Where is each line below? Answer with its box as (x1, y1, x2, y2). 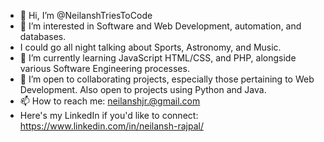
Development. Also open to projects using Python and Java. (19, 84, 267, 95)
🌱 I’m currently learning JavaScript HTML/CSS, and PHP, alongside (19, 52, 297, 64)
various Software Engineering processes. (19, 63, 190, 74)
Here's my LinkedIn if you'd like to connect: (19, 110, 199, 121)
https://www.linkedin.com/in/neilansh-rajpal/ (19, 120, 204, 132)
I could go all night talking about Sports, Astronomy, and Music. (19, 41, 282, 53)
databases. (19, 31, 67, 42)
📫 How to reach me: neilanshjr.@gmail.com (19, 95, 201, 107)
